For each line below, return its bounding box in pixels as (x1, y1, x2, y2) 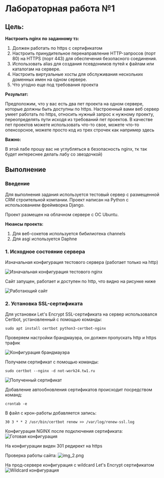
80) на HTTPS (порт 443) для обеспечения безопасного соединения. (12, 56, 158, 62)
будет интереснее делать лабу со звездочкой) (5, 151, 103, 157)
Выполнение (5, 165, 47, 174)
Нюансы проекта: (5, 221, 44, 227)
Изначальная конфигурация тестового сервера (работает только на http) (5, 259, 158, 265)
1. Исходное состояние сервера (5, 248, 85, 255)
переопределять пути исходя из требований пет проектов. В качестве (5, 117, 153, 122)
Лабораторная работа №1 (5, 3, 115, 14)
